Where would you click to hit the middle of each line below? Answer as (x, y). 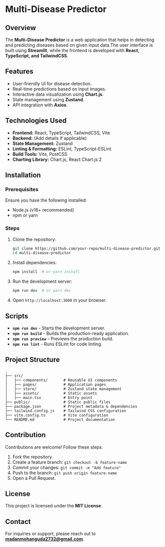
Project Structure (32, 360)
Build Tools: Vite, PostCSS (40, 154)
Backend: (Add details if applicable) (49, 138)
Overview (21, 28)
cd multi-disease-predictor (41, 253)
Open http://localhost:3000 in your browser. (59, 300)
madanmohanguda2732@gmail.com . (45, 539)
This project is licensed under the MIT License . (54, 506)
